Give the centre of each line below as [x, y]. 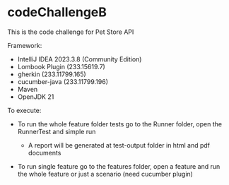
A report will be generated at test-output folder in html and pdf [119, 145]
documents [45, 153]
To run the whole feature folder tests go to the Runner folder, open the [120, 124]
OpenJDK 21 [36, 97]
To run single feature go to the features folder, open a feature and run [119, 166]
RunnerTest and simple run [57, 131]
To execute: [24, 110]
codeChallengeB [57, 12]
